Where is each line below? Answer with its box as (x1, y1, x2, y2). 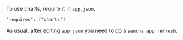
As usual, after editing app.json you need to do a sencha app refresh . (6, 27, 178, 34)
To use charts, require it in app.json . (6, 5, 95, 12)
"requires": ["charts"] (6, 17, 66, 23)
